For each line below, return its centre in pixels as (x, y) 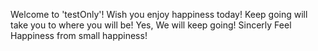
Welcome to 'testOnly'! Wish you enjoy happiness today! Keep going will (159, 14)
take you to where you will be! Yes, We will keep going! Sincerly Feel (151, 25)
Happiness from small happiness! (79, 35)
